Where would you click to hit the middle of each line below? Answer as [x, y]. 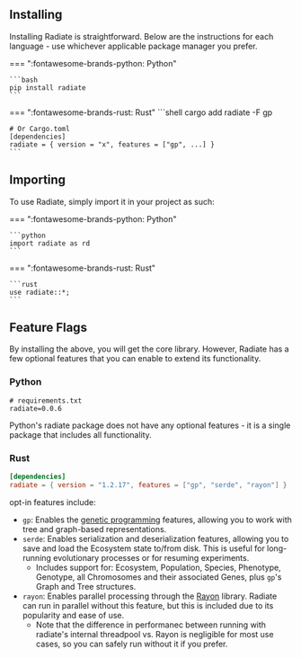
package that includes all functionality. [81, 434]
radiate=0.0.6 [36, 408]
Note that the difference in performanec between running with [151, 625]
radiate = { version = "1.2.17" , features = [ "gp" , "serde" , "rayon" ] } [148, 485]
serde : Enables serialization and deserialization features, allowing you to [155, 538]
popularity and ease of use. [73, 615]
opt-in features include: [53, 502]
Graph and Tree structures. [86, 586]
